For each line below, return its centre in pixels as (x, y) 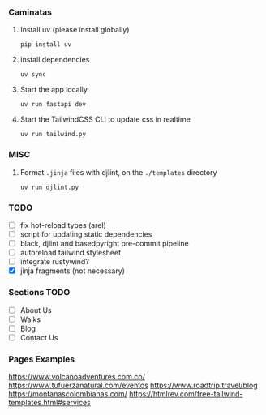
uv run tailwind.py (53, 135)
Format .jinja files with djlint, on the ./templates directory (118, 172)
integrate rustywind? (54, 262)
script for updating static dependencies (86, 234)
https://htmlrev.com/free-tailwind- (186, 394)
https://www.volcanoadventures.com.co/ (77, 377)
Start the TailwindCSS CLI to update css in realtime (105, 119)
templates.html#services (49, 403)
